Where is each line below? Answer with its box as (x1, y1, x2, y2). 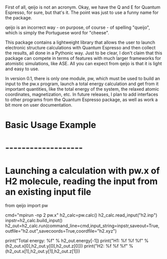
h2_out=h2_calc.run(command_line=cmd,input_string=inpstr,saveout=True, (5, 223, 160, 229)
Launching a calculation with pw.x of (5, 165, 160, 176)
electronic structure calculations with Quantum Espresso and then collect (5, 45, 156, 50)
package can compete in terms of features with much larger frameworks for (5, 55, 161, 61)
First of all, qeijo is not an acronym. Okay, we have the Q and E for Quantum (5, 4, 161, 10)
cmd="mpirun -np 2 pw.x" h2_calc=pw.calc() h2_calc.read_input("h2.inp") (5, 212, 158, 218)
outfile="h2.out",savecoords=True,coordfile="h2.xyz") (5, 228, 117, 234)
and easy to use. (5, 66, 39, 72)
